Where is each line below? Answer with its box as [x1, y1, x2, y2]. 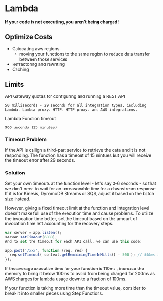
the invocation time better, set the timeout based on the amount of [5, 216, 137, 222]
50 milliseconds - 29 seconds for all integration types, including [5, 103, 147, 108]
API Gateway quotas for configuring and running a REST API [5, 93, 125, 99]
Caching [12, 66, 29, 72]
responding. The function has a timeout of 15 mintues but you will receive [5, 152, 152, 158]
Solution [5, 169, 26, 176]
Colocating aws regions [12, 46, 60, 51]
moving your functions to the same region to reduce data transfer [19, 51, 150, 57]
